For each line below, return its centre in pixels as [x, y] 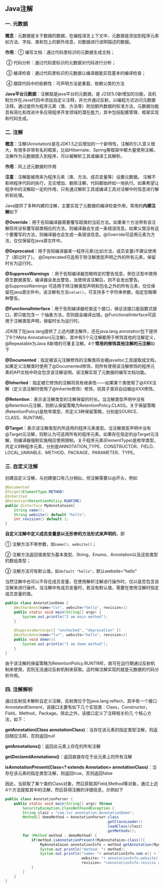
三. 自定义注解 [21, 466]
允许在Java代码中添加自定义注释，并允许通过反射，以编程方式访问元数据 [82, 100]
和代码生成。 [18, 118]
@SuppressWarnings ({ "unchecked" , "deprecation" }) [67, 630]
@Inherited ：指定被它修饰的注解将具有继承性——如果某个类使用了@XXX [79, 382]
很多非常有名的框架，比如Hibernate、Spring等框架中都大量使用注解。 [88, 150]
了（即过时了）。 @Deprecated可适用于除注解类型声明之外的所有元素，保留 [81, 257]
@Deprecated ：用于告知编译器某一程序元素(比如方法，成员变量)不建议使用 [81, 251]
